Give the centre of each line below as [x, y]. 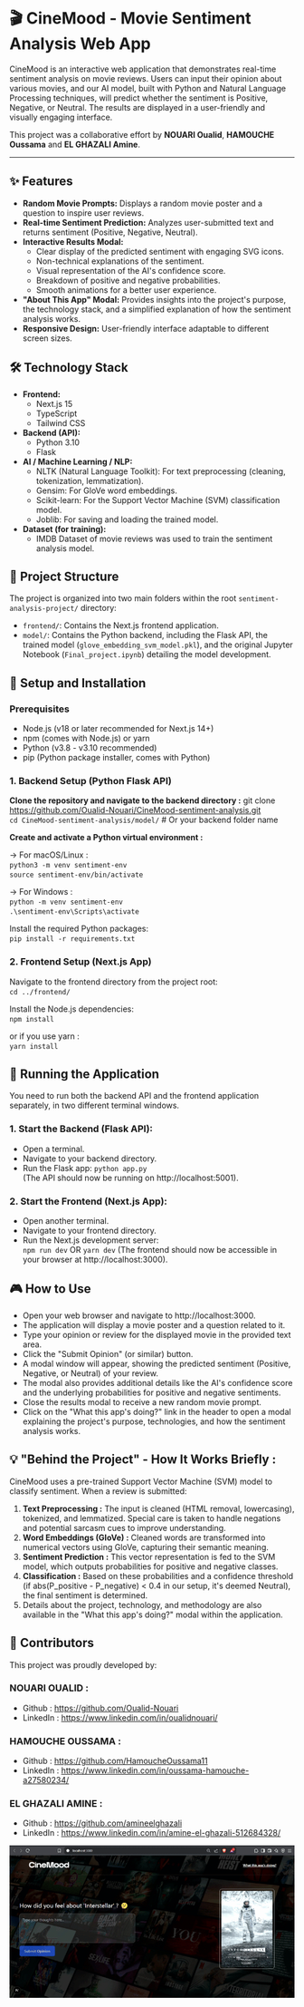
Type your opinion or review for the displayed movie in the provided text [157, 1334]
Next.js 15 [54, 403]
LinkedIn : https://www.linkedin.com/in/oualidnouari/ [120, 1717]
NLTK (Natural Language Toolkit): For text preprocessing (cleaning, [161, 471]
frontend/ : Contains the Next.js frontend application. [120, 625]
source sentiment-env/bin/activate [76, 875]
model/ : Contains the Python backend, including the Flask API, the [145, 635]
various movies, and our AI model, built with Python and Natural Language [148, 88]
